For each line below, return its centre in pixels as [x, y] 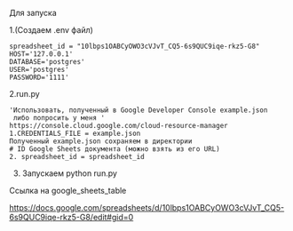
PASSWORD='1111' [39, 77]
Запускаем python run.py [70, 173]
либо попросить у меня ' [59, 118]
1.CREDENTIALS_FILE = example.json [75, 133]
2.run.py [24, 94]
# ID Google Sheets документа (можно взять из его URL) [115, 149]
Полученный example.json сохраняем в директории [101, 141]
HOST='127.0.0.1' [41, 54]
